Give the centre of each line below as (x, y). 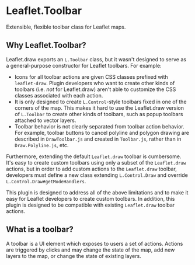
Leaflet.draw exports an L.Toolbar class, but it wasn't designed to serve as (96, 59)
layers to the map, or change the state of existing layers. (74, 256)
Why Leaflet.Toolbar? (46, 45)
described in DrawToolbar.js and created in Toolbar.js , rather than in (98, 139)
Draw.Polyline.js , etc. (41, 145)
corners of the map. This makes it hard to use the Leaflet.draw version (99, 108)
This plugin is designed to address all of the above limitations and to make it (97, 192)
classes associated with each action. (59, 95)
